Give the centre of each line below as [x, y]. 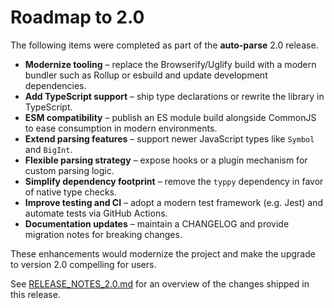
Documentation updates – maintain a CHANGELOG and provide [157, 223]
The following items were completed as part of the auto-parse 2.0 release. [164, 45]
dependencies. [55, 85]
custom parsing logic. [69, 170]
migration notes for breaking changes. [103, 234]
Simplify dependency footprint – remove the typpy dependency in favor [174, 181]
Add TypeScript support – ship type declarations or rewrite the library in [174, 96]
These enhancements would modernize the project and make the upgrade [163, 253]
